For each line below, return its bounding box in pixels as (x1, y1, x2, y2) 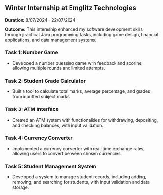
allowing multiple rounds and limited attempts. (12, 65, 105, 71)
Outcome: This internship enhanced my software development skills (5, 26, 143, 32)
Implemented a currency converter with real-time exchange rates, (12, 146, 145, 151)
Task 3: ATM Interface (5, 106, 59, 113)
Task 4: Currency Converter (5, 134, 73, 141)
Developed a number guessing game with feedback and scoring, (12, 60, 143, 66)
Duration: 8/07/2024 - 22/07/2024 (5, 17, 76, 22)
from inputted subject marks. (12, 94, 71, 100)
